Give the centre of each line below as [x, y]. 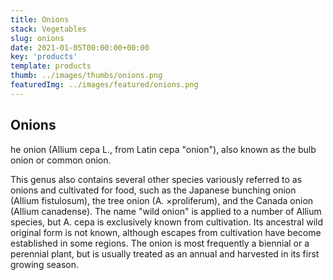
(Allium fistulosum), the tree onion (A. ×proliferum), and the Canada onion [162, 200]
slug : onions [37, 38]
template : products [51, 66]
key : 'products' [44, 57]
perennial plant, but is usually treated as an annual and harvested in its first [165, 253]
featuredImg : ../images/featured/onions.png [104, 85]
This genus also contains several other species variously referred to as [156, 179]
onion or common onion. [61, 160]
